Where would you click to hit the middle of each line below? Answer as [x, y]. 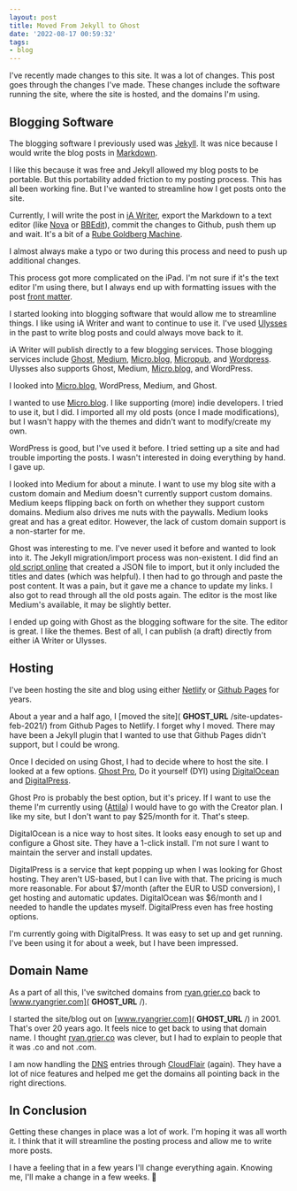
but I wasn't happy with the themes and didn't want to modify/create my [140, 421]
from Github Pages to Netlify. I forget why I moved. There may [163, 726]
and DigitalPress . [40, 780]
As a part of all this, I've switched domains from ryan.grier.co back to [135, 992]
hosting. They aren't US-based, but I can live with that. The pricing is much [146, 879]
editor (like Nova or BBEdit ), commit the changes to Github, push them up [143, 224]
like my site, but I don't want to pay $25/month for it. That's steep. [129, 816]
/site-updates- [257, 716]
